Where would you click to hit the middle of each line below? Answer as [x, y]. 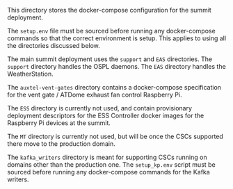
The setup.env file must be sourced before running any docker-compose [111, 31]
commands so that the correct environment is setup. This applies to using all [117, 38]
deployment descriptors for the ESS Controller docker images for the [106, 115]
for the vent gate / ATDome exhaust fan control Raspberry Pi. [95, 94]
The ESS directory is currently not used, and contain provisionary [100, 108]
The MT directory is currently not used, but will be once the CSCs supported [115, 136]
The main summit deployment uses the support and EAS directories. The [110, 59]
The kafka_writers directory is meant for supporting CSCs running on [107, 157]
